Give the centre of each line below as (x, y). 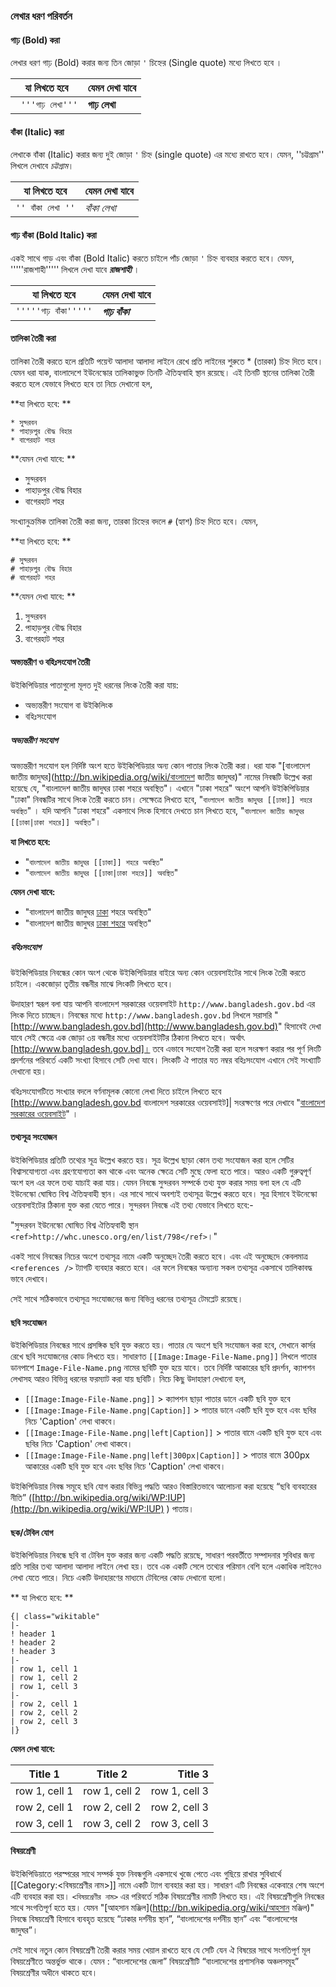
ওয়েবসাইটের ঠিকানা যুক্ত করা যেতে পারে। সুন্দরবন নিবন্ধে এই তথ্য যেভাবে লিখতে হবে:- (132, 1205)
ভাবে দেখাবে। (30, 1279)
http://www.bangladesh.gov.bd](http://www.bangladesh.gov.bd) (145, 1026)
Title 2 (112, 1774)
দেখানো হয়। (28, 1071)
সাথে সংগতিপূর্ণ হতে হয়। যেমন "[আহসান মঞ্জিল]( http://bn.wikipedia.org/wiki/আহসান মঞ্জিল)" (162, 1907)
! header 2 (33, 1643)
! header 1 (33, 1634)
